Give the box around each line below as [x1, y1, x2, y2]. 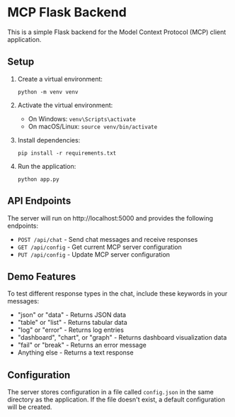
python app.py [17, 175, 59, 183]
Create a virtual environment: [17, 74, 103, 83]
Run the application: [17, 162, 76, 170]
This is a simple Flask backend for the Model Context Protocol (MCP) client [7, 28, 227, 36]
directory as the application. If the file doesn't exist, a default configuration [7, 395, 225, 404]
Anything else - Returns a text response [17, 348, 134, 357]
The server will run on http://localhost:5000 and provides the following [7, 213, 214, 222]
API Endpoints [7, 195, 71, 207]
